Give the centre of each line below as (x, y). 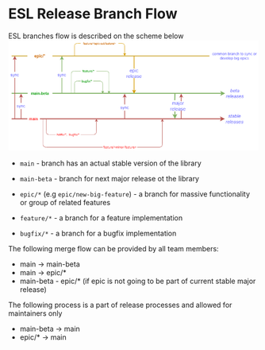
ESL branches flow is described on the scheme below (96, 36)
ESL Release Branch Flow (93, 14)
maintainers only (35, 313)
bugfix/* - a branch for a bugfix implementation (98, 233)
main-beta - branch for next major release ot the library (109, 179)
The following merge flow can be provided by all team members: (114, 249)
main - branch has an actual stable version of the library (111, 163)
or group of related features (65, 203)
